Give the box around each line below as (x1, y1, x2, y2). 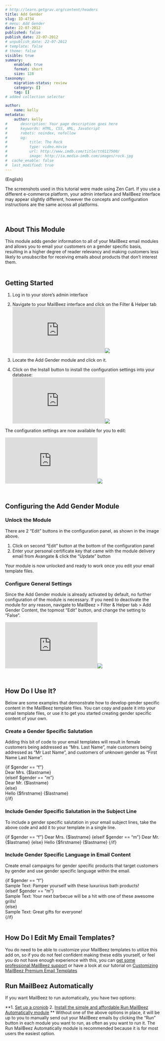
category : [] (14, 85, 41, 90)
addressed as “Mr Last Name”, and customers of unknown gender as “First (5, 749, 158, 755)
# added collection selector (5, 94, 65, 99)
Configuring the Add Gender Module (5, 502, 120, 510)
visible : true (5, 53, 34, 58)
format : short (14, 67, 43, 72)
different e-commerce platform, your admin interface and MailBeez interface (5, 191, 161, 197)
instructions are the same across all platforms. (5, 201, 99, 207)
